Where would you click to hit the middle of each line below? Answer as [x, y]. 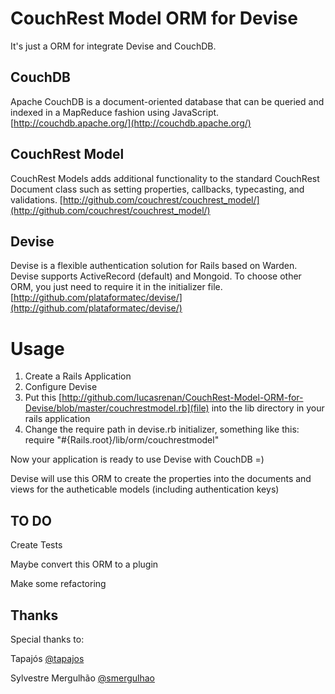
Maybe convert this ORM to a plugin [84, 564]
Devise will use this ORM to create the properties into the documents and [161, 479]
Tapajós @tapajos [47, 658]
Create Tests [36, 545]
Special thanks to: [47, 639]
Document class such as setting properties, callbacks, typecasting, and [157, 189]
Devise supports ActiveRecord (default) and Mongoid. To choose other [156, 276]
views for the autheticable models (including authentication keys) [145, 489]
